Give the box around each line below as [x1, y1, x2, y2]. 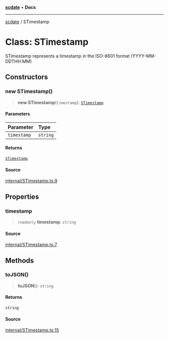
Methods [5, 256, 34, 265]
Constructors [5, 73, 48, 81]
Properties [5, 192, 39, 201]
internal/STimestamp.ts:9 [5, 178, 58, 184]
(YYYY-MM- [130, 53, 156, 59]
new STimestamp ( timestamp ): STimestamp [17, 99, 104, 105]
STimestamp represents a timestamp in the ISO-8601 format [5, 53, 130, 59]
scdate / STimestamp [5, 19, 49, 25]
